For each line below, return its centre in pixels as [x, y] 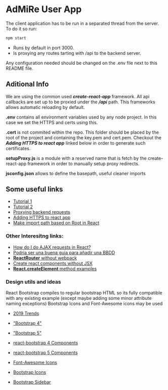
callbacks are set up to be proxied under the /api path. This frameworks [80, 102]
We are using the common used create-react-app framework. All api [78, 96]
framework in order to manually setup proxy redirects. [83, 164]
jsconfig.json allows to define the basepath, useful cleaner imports [76, 173]
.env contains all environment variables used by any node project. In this [81, 117]
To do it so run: [21, 28]
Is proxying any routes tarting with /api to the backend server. [77, 53]
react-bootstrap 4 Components [45, 343]
